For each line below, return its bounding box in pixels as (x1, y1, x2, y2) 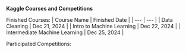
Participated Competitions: (6, 41, 71, 47)
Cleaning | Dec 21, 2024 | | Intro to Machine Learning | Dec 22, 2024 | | (6, 23, 181, 29)
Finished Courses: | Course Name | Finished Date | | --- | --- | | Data (6, 16, 174, 23)
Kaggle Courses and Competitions (6, 5, 93, 12)
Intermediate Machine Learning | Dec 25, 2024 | (6, 29, 124, 36)
